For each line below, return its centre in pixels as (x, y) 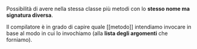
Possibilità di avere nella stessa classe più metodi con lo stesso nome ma (98, 9)
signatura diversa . (30, 15)
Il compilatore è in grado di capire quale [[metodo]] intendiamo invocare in (99, 27)
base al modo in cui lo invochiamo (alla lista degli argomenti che (87, 33)
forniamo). (19, 40)
